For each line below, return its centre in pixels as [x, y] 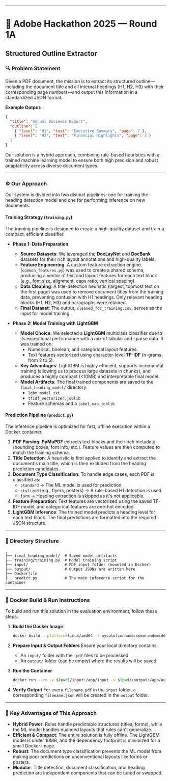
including [15, 87]
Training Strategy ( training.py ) [39, 217]
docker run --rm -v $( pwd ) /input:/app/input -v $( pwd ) [72, 680]
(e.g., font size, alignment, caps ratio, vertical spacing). [78, 281]
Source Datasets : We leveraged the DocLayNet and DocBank [85, 254]
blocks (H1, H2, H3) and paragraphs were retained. [74, 302]
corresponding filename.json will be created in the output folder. [81, 695]
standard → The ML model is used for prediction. [72, 485]
